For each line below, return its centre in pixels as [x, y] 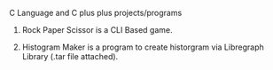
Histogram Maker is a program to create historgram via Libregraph [143, 47]
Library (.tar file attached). [70, 56]
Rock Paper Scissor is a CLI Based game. [97, 30]
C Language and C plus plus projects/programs [96, 13]
